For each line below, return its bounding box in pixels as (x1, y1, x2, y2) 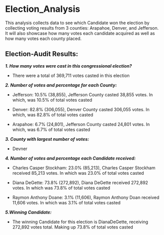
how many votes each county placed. (5, 36, 82, 41)
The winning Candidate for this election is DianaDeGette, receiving (12, 219, 149, 225)
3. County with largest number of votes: (5, 136, 89, 142)
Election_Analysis (5, 3, 80, 15)
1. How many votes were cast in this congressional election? (5, 63, 132, 69)
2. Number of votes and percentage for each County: (5, 82, 117, 88)
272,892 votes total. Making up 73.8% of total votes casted (12, 224, 133, 230)
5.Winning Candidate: (5, 209, 52, 215)
